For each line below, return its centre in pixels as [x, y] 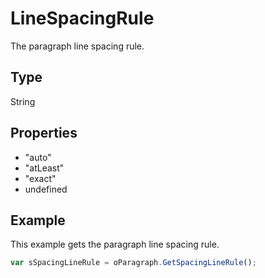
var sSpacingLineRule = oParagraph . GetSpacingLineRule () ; [133, 263]
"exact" [40, 178]
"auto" [38, 157]
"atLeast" [44, 168]
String [23, 101]
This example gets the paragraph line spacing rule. [115, 244]
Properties [44, 133]
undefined [46, 189]
